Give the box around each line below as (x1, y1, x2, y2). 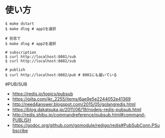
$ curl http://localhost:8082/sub (5, 58, 77, 63)
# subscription (5, 50, 37, 55)
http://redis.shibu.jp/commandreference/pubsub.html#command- (12, 112, 146, 118)
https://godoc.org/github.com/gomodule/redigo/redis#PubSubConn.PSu (12, 122, 160, 128)
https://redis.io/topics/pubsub (12, 91, 73, 96)
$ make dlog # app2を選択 (5, 41, 56, 46)
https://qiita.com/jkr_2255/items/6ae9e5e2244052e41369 (12, 96, 131, 102)
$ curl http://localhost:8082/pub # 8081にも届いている (5, 72, 118, 77)
